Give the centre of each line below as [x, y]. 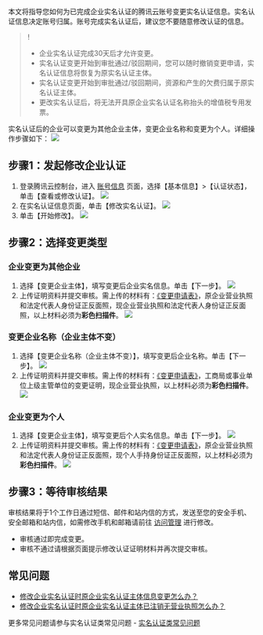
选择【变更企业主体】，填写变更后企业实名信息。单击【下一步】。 [122, 286]
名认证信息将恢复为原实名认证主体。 [97, 73]
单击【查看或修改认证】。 [59, 195]
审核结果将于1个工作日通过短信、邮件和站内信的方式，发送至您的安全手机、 [130, 512]
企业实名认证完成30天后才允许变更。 [98, 53]
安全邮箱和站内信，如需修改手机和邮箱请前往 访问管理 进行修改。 [113, 522]
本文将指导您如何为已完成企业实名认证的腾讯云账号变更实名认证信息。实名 [128, 11]
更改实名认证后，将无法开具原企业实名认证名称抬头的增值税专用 [142, 102]
